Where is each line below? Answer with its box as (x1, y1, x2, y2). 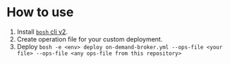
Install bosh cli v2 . (16, 27, 68, 36)
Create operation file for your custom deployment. (16, 34, 163, 43)
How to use (6, 4, 74, 20)
